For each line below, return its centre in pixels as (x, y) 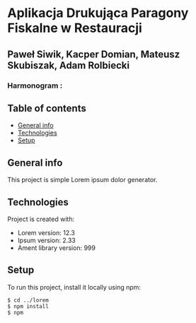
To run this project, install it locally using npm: (74, 287)
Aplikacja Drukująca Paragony (98, 13)
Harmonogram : (35, 85)
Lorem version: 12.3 (46, 232)
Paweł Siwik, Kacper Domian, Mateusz (94, 54)
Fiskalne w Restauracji (75, 28)
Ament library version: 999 (56, 248)
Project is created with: (41, 219)
